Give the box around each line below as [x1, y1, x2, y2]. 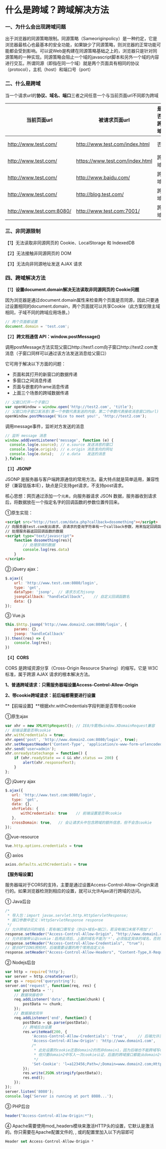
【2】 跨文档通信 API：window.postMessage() [5, 334, 100, 340]
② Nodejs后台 [5, 959, 36, 966]
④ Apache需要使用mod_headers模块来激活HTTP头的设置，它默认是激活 [5, 1123, 154, 1129]
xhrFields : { [11, 806, 39, 811]
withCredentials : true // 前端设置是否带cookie [20, 811, 122, 816]
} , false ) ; [5, 456, 26, 461]
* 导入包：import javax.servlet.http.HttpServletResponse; [7, 913, 128, 918]
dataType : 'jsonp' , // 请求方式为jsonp [14, 590, 95, 595]
